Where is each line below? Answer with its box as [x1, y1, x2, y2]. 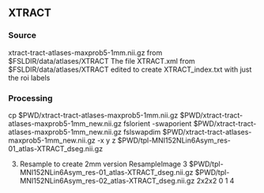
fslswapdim [123, 127, 161, 136]
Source [8, 30, 37, 41]
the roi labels [8, 72, 51, 82]
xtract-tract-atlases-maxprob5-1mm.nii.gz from [8, 47, 163, 58]
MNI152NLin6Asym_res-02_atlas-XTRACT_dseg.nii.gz [19, 176, 195, 185]
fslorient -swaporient [123, 118, 192, 128]
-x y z [97, 135, 116, 145]
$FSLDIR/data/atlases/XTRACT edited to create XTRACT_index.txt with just [8, 65, 252, 74]
